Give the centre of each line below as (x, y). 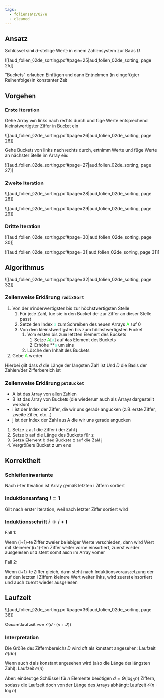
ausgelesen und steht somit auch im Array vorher (55, 552)
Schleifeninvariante (29, 475)
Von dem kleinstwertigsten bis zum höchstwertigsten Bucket (81, 329)
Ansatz (16, 39)
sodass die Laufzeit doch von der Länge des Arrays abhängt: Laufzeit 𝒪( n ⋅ (81, 685)
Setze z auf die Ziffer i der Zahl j (45, 429)
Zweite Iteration (25, 183)
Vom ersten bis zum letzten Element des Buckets (77, 334)
